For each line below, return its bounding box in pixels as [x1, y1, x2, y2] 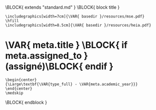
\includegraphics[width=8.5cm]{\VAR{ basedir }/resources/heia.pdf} [5, 23, 151, 28]
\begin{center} [5, 77, 37, 82]
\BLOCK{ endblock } [5, 99, 47, 105]
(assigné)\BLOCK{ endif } [5, 61, 114, 72]
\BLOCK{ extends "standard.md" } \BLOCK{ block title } [5, 5, 120, 10]
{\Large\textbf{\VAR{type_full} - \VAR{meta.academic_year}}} [5, 81, 138, 87]
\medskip [5, 90, 24, 95]
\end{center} [5, 86, 33, 91]
